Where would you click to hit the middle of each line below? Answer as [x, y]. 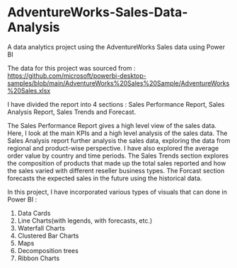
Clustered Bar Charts [48, 235]
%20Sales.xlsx [29, 91]
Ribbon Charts [39, 258]
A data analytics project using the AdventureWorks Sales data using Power [116, 47]
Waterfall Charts [41, 228]
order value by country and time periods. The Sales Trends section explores [118, 156]
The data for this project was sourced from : [71, 68]
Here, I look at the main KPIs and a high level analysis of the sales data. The [117, 133]
